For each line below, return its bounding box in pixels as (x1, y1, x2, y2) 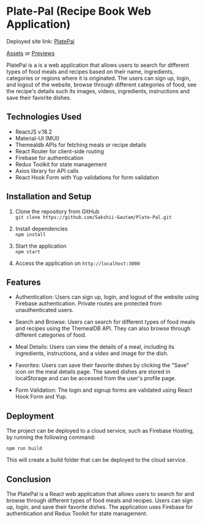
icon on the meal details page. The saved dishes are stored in (15, 368, 171, 375)
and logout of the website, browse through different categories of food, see (6, 81, 197, 88)
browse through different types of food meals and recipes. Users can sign (6, 497, 193, 504)
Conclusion (6, 474, 51, 484)
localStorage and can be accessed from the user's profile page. (15, 375, 176, 382)
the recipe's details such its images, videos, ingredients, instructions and (6, 87, 190, 94)
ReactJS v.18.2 (15, 128, 52, 136)
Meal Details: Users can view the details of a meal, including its (15, 343, 174, 351)
